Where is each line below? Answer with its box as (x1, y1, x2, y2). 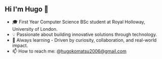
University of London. (12, 26, 58, 32)
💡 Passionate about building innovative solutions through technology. (12, 31, 157, 37)
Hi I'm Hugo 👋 (5, 5, 49, 14)
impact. (12, 42, 28, 48)
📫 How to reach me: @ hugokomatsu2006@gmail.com (12, 48, 126, 54)
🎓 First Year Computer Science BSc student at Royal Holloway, (12, 19, 145, 25)
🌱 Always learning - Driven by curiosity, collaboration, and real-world (12, 37, 157, 43)
